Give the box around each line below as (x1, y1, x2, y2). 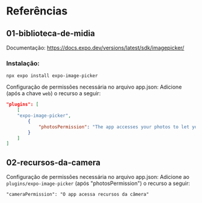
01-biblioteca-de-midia (6, 28, 95, 39)
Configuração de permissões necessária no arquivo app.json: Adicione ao (6, 173, 189, 181)
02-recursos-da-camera (6, 157, 101, 167)
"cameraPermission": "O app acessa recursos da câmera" (6, 192, 149, 198)
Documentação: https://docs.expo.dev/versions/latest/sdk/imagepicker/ (6, 44, 185, 51)
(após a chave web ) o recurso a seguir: (6, 90, 101, 97)
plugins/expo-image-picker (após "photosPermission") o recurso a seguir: (6, 180, 191, 187)
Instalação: (6, 59, 40, 67)
